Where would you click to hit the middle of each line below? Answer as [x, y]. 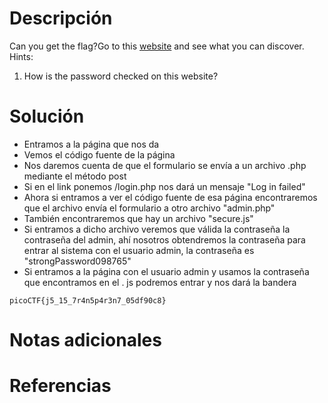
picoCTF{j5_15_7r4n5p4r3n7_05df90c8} [88, 300]
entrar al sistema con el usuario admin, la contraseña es [139, 250]
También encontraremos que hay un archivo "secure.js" [138, 218]
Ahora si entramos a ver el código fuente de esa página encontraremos [170, 197]
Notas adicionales [85, 340]
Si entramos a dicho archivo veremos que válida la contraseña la [157, 229]
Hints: [21, 56]
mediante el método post [75, 176]
